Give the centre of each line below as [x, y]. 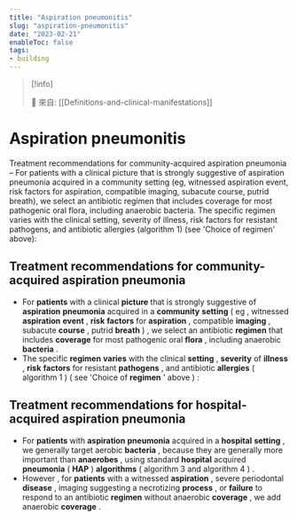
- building [29, 59]
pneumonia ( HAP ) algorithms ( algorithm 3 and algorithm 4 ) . [138, 469]
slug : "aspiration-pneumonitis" [69, 26]
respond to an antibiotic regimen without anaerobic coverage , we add [151, 497]
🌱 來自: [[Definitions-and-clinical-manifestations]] [121, 102]
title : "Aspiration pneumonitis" [71, 17]
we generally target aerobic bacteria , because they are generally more [152, 450]
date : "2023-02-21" [45, 34]
